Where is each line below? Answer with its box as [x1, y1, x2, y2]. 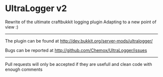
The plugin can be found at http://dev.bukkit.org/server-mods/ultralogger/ [5, 38, 153, 44]
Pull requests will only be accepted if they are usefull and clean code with [5, 61, 152, 67]
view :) [5, 24, 18, 30]
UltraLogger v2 [5, 3, 67, 14]
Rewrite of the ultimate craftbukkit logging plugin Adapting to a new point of [5, 19, 157, 25]
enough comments [5, 66, 43, 72]
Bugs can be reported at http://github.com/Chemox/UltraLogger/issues [5, 47, 147, 53]
